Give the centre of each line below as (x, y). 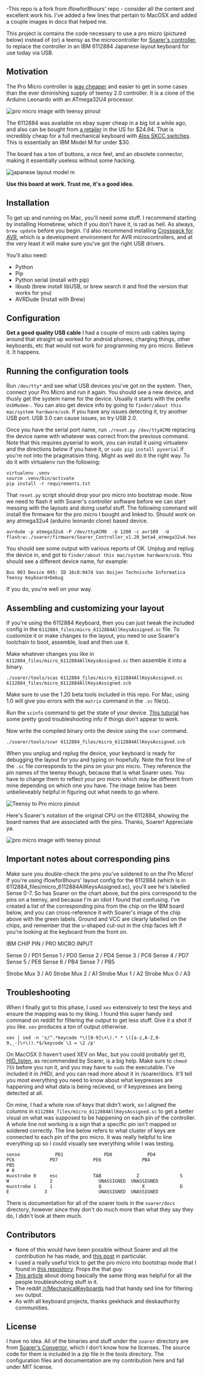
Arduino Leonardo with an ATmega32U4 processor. (70, 99)
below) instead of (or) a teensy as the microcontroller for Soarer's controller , (101, 40)
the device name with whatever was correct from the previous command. (98, 436)
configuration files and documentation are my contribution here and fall (95, 1360)
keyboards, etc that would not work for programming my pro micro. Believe (100, 346)
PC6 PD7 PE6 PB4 (78, 1160)
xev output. (29, 1294)
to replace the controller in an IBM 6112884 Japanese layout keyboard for (98, 46)
